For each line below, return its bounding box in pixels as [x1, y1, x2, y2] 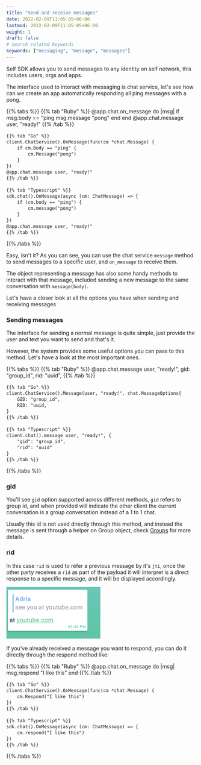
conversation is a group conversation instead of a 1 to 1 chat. [6, 509, 156, 516]
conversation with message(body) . [6, 282, 89, 289]
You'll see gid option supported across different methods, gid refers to [6, 496, 182, 503]
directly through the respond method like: [6, 651, 110, 658]
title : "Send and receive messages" [6, 10, 98, 16]
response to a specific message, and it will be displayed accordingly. [6, 575, 177, 582]
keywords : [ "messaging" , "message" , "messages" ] [6, 48, 131, 54]
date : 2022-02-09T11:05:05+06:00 [6, 16, 90, 22]
